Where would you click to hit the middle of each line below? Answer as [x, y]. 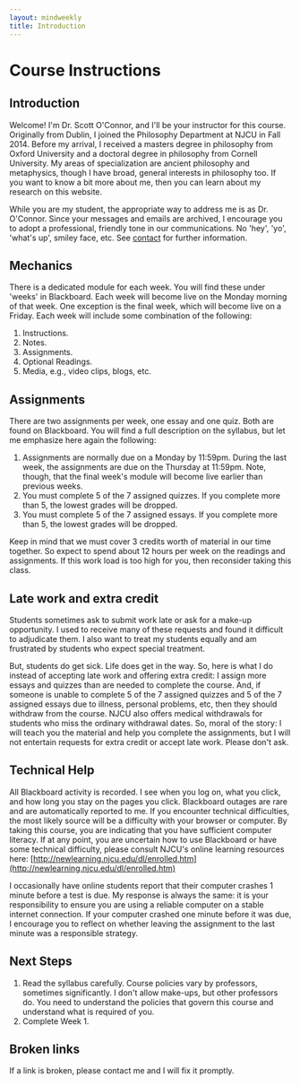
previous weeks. [52, 486]
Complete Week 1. [56, 1021]
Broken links [45, 1049]
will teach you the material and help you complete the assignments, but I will [150, 733]
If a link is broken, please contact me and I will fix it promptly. [122, 1071]
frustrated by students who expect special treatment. [107, 648]
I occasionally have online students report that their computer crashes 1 [141, 885]
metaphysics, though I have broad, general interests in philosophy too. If [143, 172]
